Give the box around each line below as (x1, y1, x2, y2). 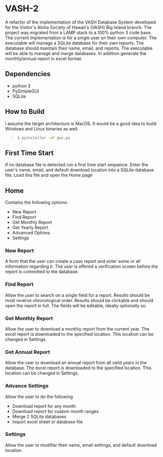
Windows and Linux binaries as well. (5, 126, 79, 131)
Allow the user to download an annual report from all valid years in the (5, 360, 147, 366)
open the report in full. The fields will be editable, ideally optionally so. (5, 303, 147, 308)
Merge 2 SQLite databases (12, 413, 66, 419)
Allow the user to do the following (5, 393, 73, 400)
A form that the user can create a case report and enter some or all (5, 258, 141, 264)
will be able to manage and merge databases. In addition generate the (5, 50, 146, 56)
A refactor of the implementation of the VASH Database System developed (5, 19, 156, 25)
